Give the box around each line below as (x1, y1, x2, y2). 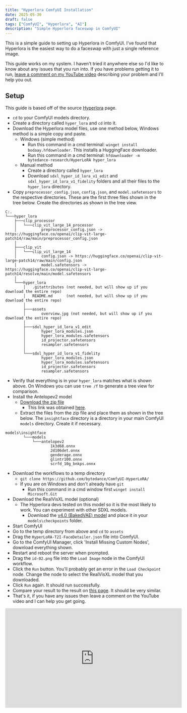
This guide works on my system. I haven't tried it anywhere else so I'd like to (5, 61, 164, 67)
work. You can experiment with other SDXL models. (20, 507, 128, 513)
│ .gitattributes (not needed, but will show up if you (23, 284, 148, 290)
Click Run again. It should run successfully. (12, 582, 101, 588)
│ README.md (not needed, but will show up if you (23, 293, 148, 298)
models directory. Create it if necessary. (20, 420, 102, 426)
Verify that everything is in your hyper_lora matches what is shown (12, 377, 152, 383)
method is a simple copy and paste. (12, 130, 87, 137)
